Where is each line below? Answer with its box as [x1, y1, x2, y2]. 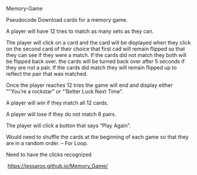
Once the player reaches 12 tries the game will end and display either [6, 82, 173, 89]
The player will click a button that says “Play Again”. [6, 122, 131, 129]
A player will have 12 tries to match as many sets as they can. [6, 28, 154, 35]
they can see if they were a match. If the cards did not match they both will [6, 52, 186, 58]
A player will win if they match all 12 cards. [6, 99, 108, 106]
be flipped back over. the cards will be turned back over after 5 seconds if [6, 58, 185, 65]
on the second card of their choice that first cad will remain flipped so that [6, 45, 185, 52]
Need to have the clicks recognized [6, 151, 92, 158]
